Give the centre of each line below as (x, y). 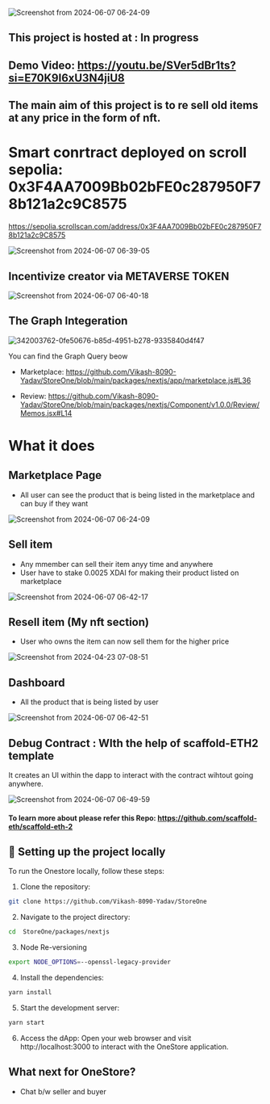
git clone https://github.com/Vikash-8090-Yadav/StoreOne (108, 902)
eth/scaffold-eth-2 (41, 826)
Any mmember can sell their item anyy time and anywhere (116, 564)
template (31, 756)
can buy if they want (54, 503)
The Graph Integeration (68, 321)
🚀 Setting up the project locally (87, 852)
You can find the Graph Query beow (68, 356)
